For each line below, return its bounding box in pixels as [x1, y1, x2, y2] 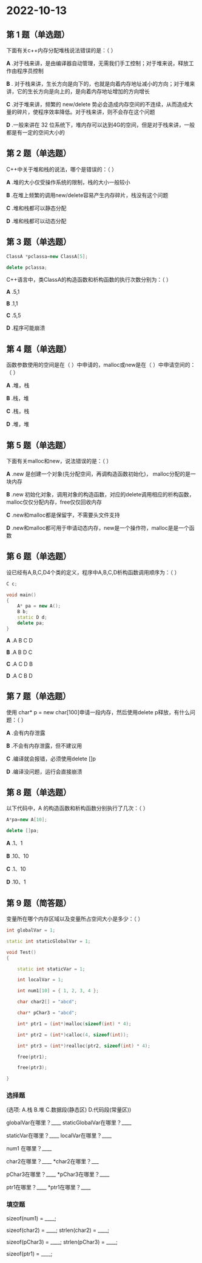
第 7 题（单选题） [6, 691, 71, 701]
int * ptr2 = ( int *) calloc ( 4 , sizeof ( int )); [17, 1032, 129, 1038]
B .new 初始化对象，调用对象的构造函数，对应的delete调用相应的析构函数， [6, 491, 195, 498]
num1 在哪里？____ [6, 1145, 52, 1152]
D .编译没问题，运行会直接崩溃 [6, 768, 83, 775]
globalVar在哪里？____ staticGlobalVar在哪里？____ [6, 1119, 132, 1126]
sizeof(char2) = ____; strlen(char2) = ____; [6, 1226, 110, 1234]
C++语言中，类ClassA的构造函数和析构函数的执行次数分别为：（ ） [6, 276, 172, 284]
